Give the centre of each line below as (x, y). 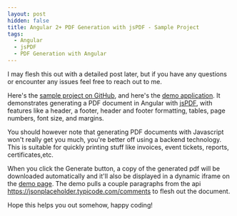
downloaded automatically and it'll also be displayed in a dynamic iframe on (118, 176)
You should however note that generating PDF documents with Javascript (116, 132)
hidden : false (29, 21)
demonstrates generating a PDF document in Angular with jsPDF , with (110, 103)
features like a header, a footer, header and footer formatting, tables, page (117, 110)
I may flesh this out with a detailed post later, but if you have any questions (117, 74)
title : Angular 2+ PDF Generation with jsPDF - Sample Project (104, 27)
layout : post (27, 14)
